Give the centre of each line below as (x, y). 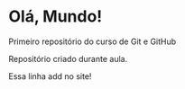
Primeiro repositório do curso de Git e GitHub (92, 41)
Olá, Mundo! (55, 17)
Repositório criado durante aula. (68, 58)
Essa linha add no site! (50, 76)
